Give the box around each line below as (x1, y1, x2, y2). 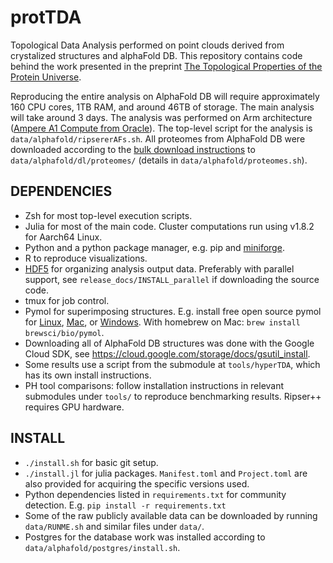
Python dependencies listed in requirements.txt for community (24, 488, 287, 500)
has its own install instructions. (24, 369, 152, 381)
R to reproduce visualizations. (24, 252, 148, 264)
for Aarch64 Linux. (24, 231, 103, 243)
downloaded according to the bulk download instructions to (10, 143, 256, 155)
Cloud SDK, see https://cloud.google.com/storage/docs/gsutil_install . (24, 347, 311, 360)
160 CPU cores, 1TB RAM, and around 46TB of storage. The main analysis (10, 101, 315, 113)
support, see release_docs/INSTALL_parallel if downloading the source (24, 273, 320, 285)
